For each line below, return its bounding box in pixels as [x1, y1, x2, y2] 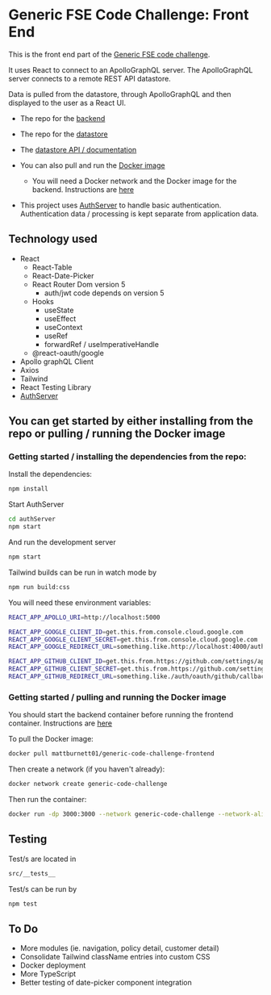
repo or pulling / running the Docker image [8, 427, 226, 441]
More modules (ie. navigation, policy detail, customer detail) [19, 943, 219, 953]
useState [44, 305, 74, 315]
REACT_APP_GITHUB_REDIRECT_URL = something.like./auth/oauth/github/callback [8, 672, 269, 681]
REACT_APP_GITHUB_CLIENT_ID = [8, 658, 106, 666]
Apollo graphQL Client [19, 357, 94, 366]
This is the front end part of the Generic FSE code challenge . [8, 49, 211, 59]
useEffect [44, 313, 77, 324]
